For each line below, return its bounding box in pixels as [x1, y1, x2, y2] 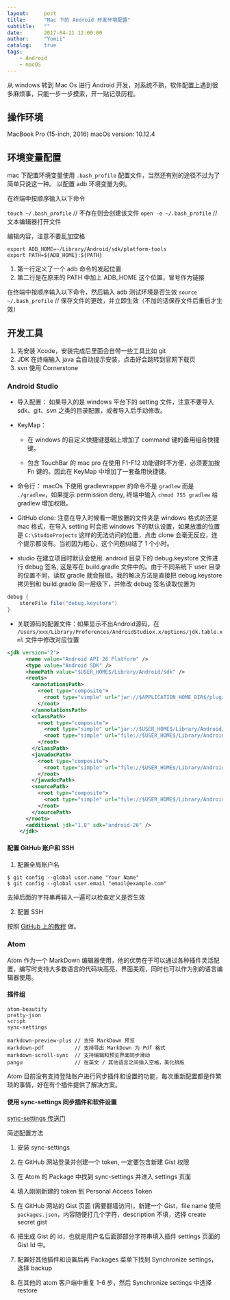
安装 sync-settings [16, 1143, 71, 1152]
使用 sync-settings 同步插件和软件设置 [7, 1097, 117, 1106]
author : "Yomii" [7, 36, 66, 43]
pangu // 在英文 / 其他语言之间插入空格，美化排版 [7, 1059, 185, 1067]
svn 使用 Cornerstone [16, 364, 79, 372]
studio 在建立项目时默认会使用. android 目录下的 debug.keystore [16, 554, 199, 562]
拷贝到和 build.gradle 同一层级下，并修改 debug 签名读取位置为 [16, 580, 196, 588]
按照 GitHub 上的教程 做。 [7, 922, 80, 931]
